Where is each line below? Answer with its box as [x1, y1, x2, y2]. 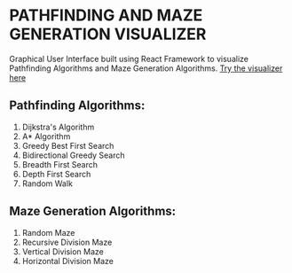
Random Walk [21, 178, 74, 189]
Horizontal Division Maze [21, 255, 114, 266]
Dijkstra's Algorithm [21, 121, 95, 132]
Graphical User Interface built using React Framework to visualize [9, 53, 249, 64]
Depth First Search [21, 168, 91, 179]
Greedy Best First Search [21, 140, 114, 151]
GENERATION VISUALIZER [9, 24, 207, 44]
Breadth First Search [21, 159, 99, 169]
